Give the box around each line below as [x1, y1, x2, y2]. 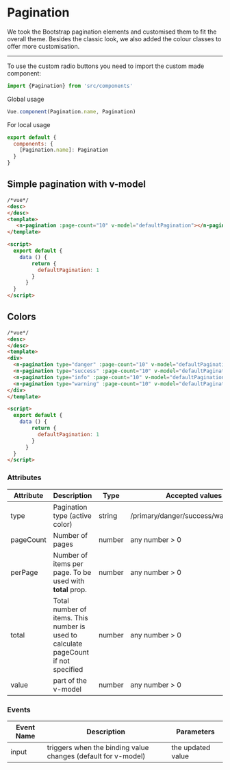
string [98, 510, 118, 520]
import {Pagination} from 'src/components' [7, 82, 133, 89]
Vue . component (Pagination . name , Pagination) [7, 108, 136, 115]
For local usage [7, 120, 51, 128]
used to [53, 630, 77, 639]
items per [53, 558, 84, 568]
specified [53, 664, 84, 674]
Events [7, 705, 31, 714]
